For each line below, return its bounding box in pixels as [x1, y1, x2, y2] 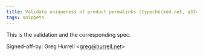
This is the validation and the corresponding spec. [6, 31, 131, 38]
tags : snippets [6, 14, 45, 20]
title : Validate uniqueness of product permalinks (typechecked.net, [6, 8, 185, 15]
